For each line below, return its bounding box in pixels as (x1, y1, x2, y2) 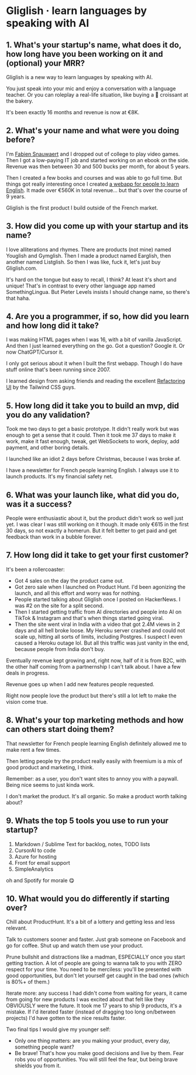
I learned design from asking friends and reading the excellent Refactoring (6, 378, 185, 385)
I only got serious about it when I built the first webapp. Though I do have (6, 360, 183, 367)
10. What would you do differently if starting (6, 893, 170, 903)
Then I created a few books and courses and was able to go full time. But (6, 174, 183, 181)
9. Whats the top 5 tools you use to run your (6, 816, 169, 826)
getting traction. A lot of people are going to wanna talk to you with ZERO (6, 960, 183, 967)
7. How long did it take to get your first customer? (6, 550, 189, 560)
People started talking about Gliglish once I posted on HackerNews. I (14, 595, 181, 602)
